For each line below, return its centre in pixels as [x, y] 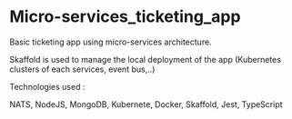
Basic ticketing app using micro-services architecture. [111, 42]
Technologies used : [47, 86]
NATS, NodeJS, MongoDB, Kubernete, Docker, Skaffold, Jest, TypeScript [146, 104]
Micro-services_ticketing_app [125, 17]
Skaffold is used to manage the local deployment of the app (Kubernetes [146, 59]
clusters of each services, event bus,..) [82, 69]
